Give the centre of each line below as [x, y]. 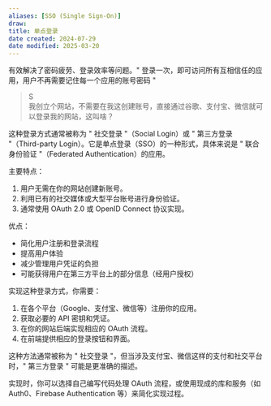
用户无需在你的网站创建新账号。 [73, 188]
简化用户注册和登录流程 [59, 244]
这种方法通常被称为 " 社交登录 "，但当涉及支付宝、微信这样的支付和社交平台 [135, 356]
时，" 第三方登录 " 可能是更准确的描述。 [75, 366]
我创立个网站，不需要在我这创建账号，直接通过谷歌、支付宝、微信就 [142, 106]
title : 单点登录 [33, 31]
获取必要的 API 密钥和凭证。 [67, 318]
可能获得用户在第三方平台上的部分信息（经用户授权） [109, 274]
